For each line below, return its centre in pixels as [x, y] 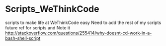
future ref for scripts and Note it [38, 27]
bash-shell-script [23, 38]
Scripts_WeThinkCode [52, 9]
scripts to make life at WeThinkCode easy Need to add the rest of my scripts [83, 23]
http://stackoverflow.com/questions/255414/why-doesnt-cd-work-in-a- [79, 33]
